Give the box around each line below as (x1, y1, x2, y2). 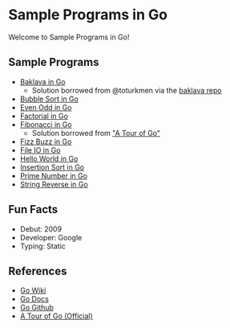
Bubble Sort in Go (19, 94, 79, 104)
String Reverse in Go (19, 179, 88, 189)
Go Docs (19, 294, 50, 304)
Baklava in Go (19, 76, 66, 86)
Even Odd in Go (19, 102, 72, 112)
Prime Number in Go (19, 170, 88, 180)
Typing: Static (19, 241, 67, 251)
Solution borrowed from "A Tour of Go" (31, 128, 161, 137)
